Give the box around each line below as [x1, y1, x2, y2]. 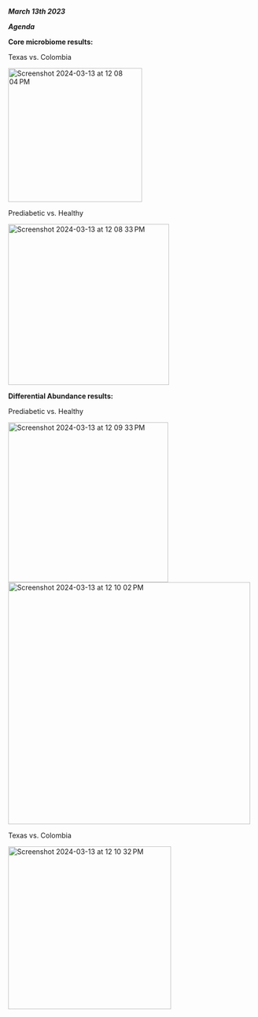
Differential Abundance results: [8, 391, 114, 401]
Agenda [8, 22, 35, 31]
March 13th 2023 [8, 7, 65, 16]
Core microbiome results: [8, 37, 94, 46]
